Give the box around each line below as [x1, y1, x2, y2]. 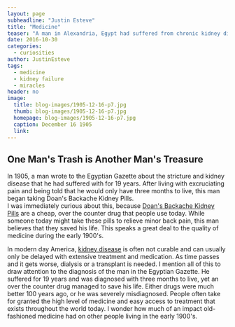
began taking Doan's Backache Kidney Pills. [7, 194, 134, 203]
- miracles [13, 82, 45, 89]
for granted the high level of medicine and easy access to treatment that [7, 297, 215, 305]
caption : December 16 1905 [13, 120, 92, 128]
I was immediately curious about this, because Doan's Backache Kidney [7, 202, 215, 210]
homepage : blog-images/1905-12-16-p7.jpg [13, 114, 136, 121]
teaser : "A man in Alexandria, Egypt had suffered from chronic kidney [7, 29, 220, 37]
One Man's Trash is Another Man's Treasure [7, 153, 204, 165]
